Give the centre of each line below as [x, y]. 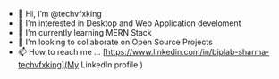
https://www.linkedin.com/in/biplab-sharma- [188, 52]
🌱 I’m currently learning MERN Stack [85, 32]
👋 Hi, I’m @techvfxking [60, 14]
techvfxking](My [48, 65]
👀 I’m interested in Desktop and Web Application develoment [129, 23]
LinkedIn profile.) [112, 65]
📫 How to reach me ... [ [62, 52]
